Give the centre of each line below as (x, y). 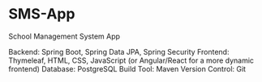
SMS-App (42, 14)
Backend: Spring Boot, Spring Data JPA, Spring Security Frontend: (119, 51)
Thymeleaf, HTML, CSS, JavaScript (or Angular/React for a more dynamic (131, 60)
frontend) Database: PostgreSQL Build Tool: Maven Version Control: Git (127, 68)
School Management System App (64, 36)
